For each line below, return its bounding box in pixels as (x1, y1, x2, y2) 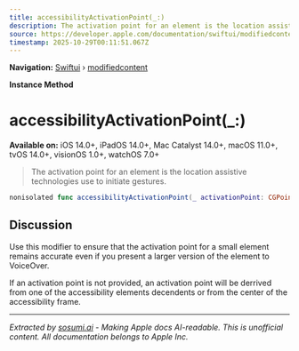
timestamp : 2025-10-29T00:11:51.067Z (9, 37, 149, 47)
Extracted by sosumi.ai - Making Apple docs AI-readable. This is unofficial (9, 322, 283, 332)
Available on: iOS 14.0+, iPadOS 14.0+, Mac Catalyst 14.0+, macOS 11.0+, (9, 140, 279, 151)
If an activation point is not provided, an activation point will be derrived (9, 277, 272, 288)
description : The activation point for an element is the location (9, 21, 265, 30)
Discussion (9, 218, 73, 233)
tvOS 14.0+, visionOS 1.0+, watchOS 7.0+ (9, 149, 160, 160)
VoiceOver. (9, 259, 50, 271)
